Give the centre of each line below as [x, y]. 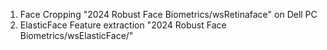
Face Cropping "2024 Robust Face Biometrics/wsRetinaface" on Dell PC [168, 14]
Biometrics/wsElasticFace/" [76, 35]
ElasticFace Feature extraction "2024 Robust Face [123, 25]
